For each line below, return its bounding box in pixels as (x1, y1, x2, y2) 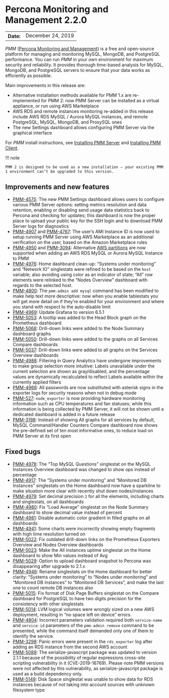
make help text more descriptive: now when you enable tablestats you (12, 293, 158, 299)
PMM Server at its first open (12, 433, 72, 439)
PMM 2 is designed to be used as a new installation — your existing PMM (5, 165, 164, 170)
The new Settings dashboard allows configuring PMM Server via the (12, 124, 155, 130)
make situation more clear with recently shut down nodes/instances (12, 487, 154, 494)
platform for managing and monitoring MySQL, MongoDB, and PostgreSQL (5, 51, 160, 57)
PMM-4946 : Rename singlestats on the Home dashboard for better (12, 568, 152, 574)
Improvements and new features (5, 183, 110, 191)
